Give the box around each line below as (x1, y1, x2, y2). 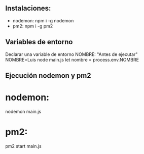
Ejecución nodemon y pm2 (5, 71, 91, 80)
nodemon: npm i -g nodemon (12, 17, 74, 23)
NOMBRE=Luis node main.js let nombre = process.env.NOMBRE (5, 56, 139, 63)
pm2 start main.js (5, 143, 42, 149)
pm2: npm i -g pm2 (12, 23, 53, 29)
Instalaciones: (5, 4, 51, 13)
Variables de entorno (5, 38, 73, 46)
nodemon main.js (5, 108, 42, 114)
